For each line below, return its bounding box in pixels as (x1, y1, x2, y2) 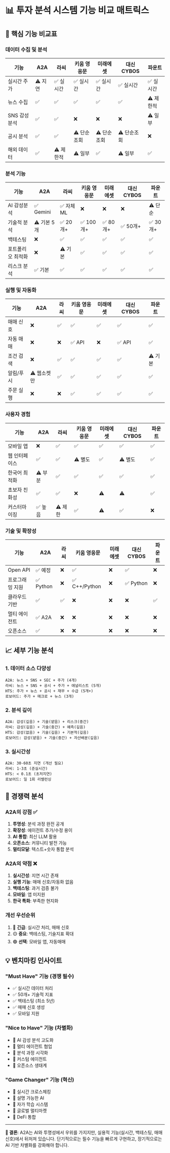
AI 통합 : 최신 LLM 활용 (12, 833, 57, 840)
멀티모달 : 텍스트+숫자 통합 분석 (12, 846, 74, 852)
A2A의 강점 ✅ (5, 808, 38, 815)
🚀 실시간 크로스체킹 (12, 1088, 51, 1094)
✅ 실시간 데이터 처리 (12, 985, 53, 991)
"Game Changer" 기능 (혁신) (5, 1076, 74, 1083)
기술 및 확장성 (5, 527, 37, 534)
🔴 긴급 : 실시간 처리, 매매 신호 (12, 924, 70, 930)
